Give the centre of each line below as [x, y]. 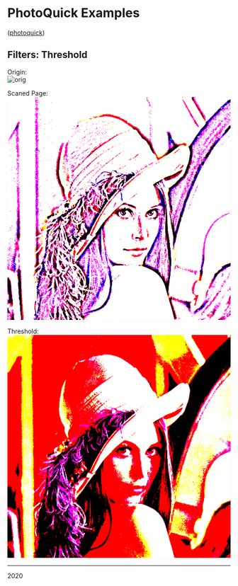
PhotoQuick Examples [74, 13]
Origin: [17, 71]
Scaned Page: [28, 93]
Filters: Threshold [47, 55]
